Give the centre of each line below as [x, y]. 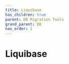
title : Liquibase [23, 10]
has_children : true [26, 15]
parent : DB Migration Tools [35, 19]
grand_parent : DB [23, 24]
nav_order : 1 [19, 29]
